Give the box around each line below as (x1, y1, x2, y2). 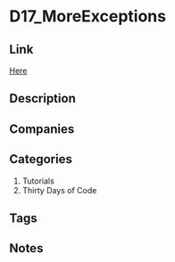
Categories (9, 151, 73, 167)
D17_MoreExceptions (9, 6, 167, 27)
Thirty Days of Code (21, 184, 97, 195)
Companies (9, 121, 75, 136)
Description (9, 91, 76, 106)
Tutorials (21, 176, 55, 186)
